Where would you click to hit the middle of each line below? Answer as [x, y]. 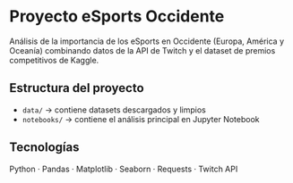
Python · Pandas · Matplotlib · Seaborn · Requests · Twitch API [124, 169]
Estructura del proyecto [77, 88]
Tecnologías [44, 148]
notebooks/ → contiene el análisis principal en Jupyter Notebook [141, 119]
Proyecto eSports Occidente [117, 17]
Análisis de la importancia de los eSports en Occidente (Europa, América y [147, 41]
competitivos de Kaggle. [54, 60]
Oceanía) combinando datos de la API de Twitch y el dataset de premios [142, 50]
